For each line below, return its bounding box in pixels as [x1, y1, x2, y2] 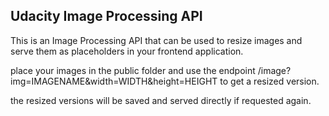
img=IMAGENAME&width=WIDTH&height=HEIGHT [10, 75, 218, 87]
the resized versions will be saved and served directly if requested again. [10, 94, 312, 106]
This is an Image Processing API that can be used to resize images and [10, 34, 303, 46]
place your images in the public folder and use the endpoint [10, 64, 256, 76]
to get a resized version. [219, 75, 320, 87]
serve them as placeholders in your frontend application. [10, 45, 244, 57]
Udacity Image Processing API [10, 8, 203, 25]
